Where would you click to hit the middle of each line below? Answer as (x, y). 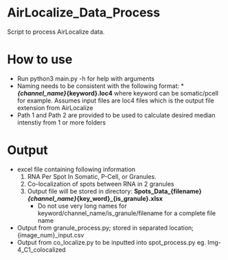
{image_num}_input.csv (50, 235)
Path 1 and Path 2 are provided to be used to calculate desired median (116, 115)
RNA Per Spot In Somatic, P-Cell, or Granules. (92, 176)
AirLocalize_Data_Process (83, 13)
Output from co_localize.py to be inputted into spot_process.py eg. (111, 242)
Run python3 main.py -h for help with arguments (86, 78)
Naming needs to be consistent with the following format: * (100, 86)
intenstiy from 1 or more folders (61, 122)
